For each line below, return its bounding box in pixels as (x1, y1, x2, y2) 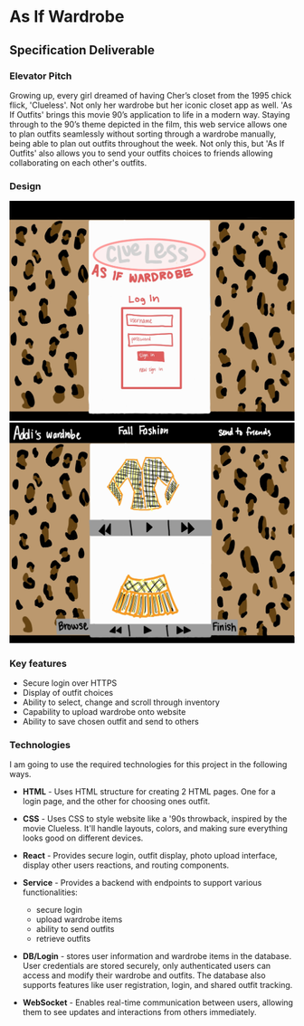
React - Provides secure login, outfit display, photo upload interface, (22, 850, 278, 861)
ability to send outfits (35, 924, 115, 935)
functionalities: (22, 887, 79, 898)
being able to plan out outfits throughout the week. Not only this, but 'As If (9, 138, 285, 148)
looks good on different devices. (22, 832, 144, 843)
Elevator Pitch (9, 70, 72, 82)
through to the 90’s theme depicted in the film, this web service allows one (9, 119, 288, 129)
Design (9, 179, 42, 192)
